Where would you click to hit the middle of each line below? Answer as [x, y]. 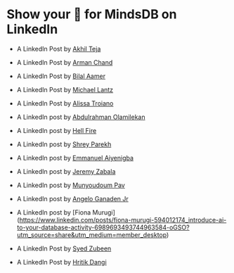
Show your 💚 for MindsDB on [92, 14]
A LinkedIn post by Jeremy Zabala [66, 171]
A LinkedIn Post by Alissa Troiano [65, 103]
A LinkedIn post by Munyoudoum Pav [71, 185]
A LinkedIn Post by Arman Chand [65, 62]
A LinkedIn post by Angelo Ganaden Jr [73, 198]
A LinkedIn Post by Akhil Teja [59, 49]
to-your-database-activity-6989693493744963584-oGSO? [103, 227]
